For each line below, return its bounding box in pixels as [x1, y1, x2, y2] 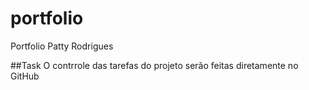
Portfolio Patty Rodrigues [10, 40, 114, 52]
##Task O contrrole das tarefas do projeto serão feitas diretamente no [10, 59, 299, 71]
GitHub [10, 70, 40, 82]
